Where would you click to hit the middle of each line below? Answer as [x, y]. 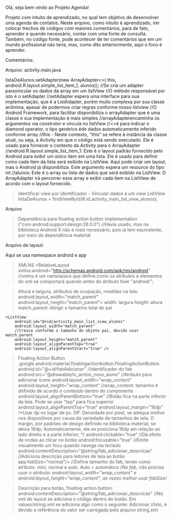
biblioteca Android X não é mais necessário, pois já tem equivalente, [90, 230]
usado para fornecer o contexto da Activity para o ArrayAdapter [73, 145]
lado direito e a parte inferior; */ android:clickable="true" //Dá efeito [90, 434]
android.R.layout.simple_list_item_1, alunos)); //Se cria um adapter [74, 85]
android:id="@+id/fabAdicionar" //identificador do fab [75, 369]
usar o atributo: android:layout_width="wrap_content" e [77, 473]
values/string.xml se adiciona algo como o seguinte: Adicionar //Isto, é [92, 504]
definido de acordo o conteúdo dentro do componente [75, 391]
